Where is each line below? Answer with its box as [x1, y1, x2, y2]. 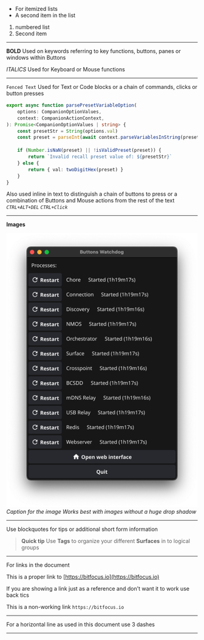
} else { [17, 160, 39, 166]
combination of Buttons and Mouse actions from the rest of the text [6, 197, 175, 204]
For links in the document [6, 561, 70, 569]
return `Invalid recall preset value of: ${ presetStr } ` [28, 154, 172, 160]
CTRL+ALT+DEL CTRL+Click [6, 204, 68, 211]
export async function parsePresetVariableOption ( [6, 102, 137, 108]
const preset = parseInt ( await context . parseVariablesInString [17, 134, 181, 141]
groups [21, 544, 39, 551]
